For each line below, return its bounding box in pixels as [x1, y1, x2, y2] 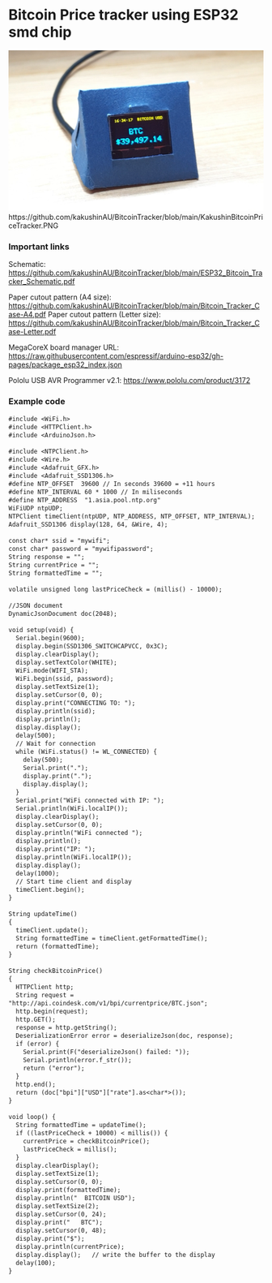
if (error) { [15, 1040, 60, 1048]
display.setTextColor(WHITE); [15, 659, 117, 667]
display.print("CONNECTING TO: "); [15, 700, 136, 708]
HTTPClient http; [15, 984, 74, 992]
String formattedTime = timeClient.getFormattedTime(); [15, 935, 208, 943]
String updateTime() [8, 911, 79, 919]
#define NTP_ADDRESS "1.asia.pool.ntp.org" [8, 497, 161, 505]
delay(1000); [15, 870, 60, 878]
